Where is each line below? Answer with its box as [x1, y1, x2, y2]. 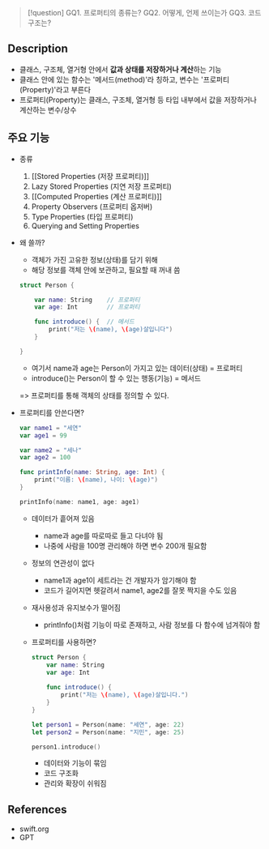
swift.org [19, 824, 49, 834]
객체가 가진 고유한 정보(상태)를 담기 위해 [31, 254, 159, 264]
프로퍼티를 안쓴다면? [19, 407, 84, 417]
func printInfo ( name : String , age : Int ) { [19, 468, 165, 476]
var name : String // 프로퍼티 [34, 296, 140, 304]
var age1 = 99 [19, 431, 67, 440]
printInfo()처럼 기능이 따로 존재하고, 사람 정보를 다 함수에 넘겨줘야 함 [43, 620, 261, 629]
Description [7, 42, 68, 56]
